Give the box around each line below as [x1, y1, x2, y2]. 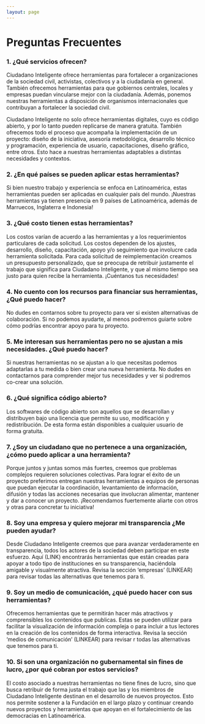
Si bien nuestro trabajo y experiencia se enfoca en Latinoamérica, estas [6, 184, 187, 191]
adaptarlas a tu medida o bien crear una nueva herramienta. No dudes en [6, 366, 192, 373]
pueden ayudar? [6, 526, 56, 534]
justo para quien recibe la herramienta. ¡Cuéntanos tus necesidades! [6, 272, 179, 279]
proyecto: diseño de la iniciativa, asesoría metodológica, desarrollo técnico [6, 136, 195, 143]
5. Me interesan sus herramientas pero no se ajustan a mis [6, 337, 184, 345]
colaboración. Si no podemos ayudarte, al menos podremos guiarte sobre [6, 315, 192, 323]
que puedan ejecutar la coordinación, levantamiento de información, [6, 483, 179, 491]
